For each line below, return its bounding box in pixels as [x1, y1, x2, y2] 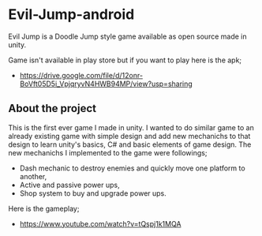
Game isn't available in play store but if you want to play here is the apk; [8, 55, 242, 65]
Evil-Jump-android [8, 6, 135, 24]
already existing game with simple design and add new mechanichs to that [8, 131, 251, 140]
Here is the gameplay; [8, 204, 80, 213]
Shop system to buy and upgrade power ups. [19, 188, 167, 198]
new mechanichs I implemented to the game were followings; [8, 148, 208, 157]
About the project [8, 102, 97, 115]
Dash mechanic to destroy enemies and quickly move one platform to [19, 163, 246, 173]
